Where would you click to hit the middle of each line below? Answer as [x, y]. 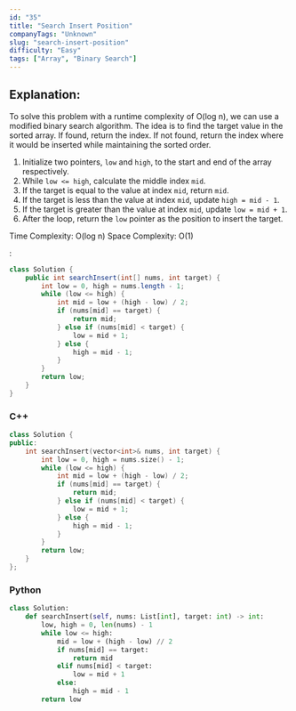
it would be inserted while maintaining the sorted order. [110, 144]
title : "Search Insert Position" [71, 26]
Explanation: [45, 95]
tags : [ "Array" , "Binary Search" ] [73, 59]
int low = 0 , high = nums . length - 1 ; [113, 286]
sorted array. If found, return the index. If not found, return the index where [147, 135]
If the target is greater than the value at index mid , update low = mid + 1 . [155, 209]
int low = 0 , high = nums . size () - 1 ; [113, 459]
